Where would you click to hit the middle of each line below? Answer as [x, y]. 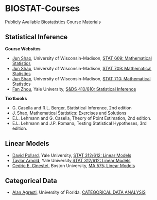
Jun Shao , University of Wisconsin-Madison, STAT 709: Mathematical [82, 68]
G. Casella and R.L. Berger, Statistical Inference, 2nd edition [72, 108]
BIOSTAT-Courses [43, 8]
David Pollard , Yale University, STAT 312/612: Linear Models [72, 155]
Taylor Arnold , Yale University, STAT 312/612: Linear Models [71, 160]
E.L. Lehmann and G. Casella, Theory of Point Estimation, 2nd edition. [82, 118]
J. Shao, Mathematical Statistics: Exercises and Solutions [69, 113]
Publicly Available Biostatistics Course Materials [53, 22]
